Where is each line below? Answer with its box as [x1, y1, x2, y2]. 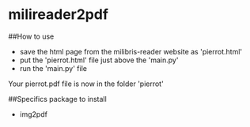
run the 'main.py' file [19, 63, 87, 73]
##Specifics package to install [8, 94, 107, 103]
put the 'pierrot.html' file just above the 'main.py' [19, 55, 179, 65]
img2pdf [19, 109, 47, 119]
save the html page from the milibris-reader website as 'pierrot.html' [19, 47, 243, 56]
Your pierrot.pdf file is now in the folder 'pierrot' [8, 79, 164, 88]
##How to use [8, 32, 55, 41]
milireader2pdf [8, 6, 109, 24]
